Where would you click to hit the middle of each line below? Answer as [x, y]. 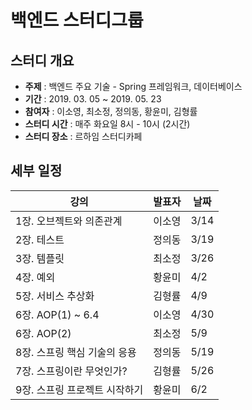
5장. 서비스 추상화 [55, 296]
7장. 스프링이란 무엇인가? [71, 371]
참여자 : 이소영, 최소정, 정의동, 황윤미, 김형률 [111, 111]
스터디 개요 [42, 60]
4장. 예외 [35, 277]
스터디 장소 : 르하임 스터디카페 [83, 136]
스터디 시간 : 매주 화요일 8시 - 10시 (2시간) [107, 124]
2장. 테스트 [40, 239]
